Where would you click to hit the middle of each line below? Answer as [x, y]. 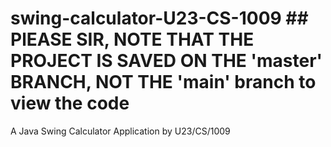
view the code [70, 103]
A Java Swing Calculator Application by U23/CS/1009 [120, 131]
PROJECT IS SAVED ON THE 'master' [166, 61]
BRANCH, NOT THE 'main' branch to [163, 82]
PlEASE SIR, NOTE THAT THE [132, 39]
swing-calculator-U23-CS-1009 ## [159, 18]
